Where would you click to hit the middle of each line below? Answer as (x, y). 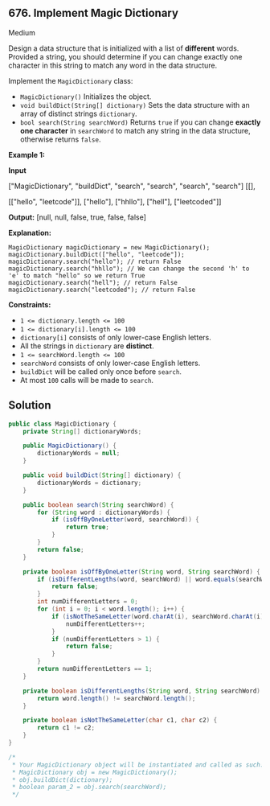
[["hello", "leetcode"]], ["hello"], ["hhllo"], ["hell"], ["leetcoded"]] (115, 201)
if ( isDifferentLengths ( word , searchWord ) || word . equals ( (138, 579)
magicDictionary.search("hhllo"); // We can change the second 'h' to (129, 269)
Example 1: (27, 154)
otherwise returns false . (60, 139)
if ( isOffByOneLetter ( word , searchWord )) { (125, 520)
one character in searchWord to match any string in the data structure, (135, 130)
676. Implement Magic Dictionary (94, 13)
